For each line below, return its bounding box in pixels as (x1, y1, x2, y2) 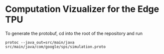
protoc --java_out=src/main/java (5, 40, 75, 45)
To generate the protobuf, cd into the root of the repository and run (5, 30, 143, 36)
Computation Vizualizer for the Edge (5, 3, 160, 15)
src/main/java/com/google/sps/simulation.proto (5, 44, 106, 49)
